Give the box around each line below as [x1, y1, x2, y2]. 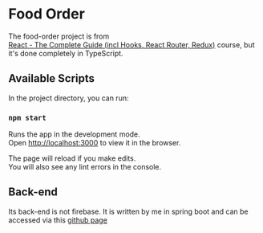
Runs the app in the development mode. [8, 129, 140, 139]
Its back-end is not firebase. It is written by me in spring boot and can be [8, 206, 249, 216]
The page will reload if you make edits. [8, 153, 136, 163]
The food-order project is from [8, 31, 110, 41]
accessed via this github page [8, 215, 108, 225]
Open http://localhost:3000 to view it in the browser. [8, 138, 181, 148]
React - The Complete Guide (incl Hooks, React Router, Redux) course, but [8, 39, 255, 49]
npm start [8, 113, 47, 122]
